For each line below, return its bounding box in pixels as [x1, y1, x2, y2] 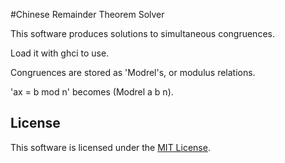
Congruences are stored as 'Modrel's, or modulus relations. [10, 67, 256, 78]
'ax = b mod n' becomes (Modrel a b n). [10, 86, 174, 98]
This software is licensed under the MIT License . [10, 141, 211, 153]
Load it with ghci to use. [10, 47, 110, 59]
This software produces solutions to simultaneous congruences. [10, 28, 275, 39]
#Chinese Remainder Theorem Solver [10, 9, 165, 20]
